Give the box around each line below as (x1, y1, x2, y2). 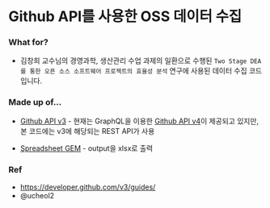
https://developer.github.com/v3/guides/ (19, 182, 156, 192)
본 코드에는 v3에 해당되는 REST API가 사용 (19, 126, 155, 135)
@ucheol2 (19, 191, 55, 201)
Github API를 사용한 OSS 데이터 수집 (8, 7, 243, 26)
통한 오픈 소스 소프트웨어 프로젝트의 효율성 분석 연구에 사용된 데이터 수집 (29, 66, 248, 76)
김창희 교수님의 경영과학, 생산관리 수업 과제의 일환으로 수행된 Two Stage (19, 56, 247, 65)
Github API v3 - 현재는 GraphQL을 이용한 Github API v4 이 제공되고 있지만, (19, 116, 259, 126)
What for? (8, 37, 49, 48)
